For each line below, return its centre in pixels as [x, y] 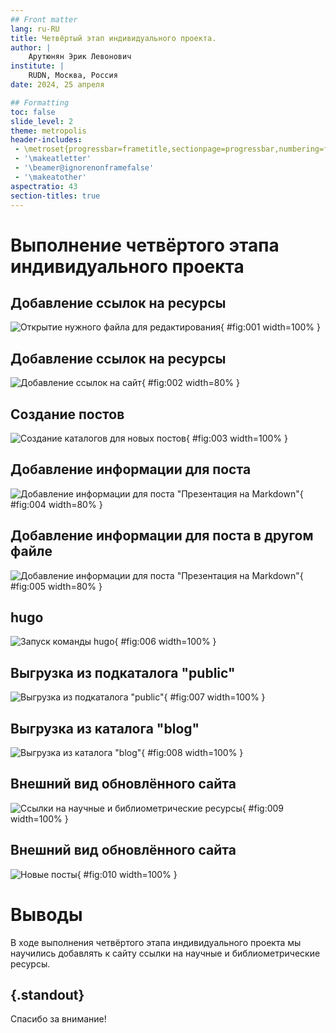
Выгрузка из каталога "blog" [105, 728]
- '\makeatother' [50, 177]
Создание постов [67, 414]
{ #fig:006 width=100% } [165, 642]
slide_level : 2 [42, 121]
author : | [31, 47]
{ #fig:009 [263, 808]
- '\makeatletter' [53, 159]
